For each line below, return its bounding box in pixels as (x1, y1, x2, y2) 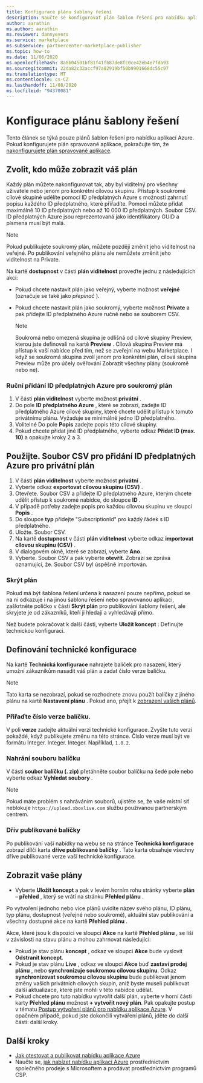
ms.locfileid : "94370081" (6, 88, 71, 94)
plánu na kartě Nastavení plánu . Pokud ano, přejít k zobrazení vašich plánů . (6, 697, 197, 704)
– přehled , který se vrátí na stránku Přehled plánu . (14, 892, 144, 900)
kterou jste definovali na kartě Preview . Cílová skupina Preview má (14, 340, 183, 348)
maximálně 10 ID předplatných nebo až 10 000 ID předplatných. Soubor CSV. (6, 206, 197, 214)
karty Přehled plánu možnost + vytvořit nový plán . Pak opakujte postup (14, 999, 195, 1006)
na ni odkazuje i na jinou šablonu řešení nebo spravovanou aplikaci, (6, 596, 174, 604)
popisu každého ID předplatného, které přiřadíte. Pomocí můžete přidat (6, 200, 183, 207)
